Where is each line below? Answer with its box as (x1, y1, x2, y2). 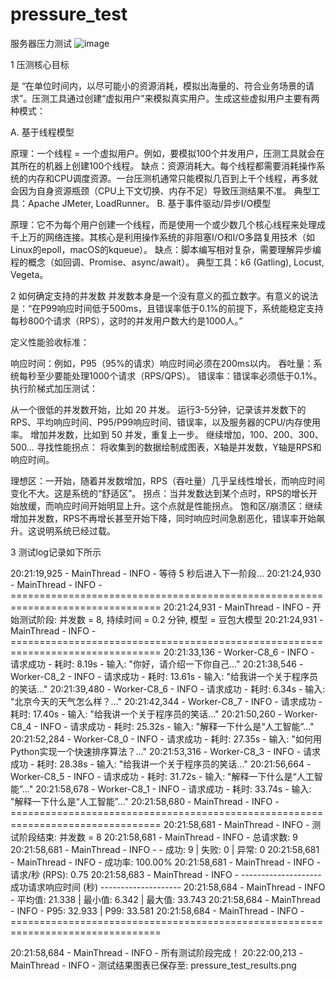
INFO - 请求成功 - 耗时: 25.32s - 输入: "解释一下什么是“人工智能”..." (39, 720, 315, 732)
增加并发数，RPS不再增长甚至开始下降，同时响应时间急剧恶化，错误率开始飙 (10, 512, 325, 524)
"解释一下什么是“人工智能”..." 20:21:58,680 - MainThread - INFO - (10, 795, 280, 807)
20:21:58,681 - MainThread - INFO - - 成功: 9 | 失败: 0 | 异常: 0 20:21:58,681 (10, 843, 320, 855)
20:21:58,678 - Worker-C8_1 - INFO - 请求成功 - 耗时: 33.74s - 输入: (35, 783, 312, 795)
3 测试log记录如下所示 (10, 546, 102, 558)
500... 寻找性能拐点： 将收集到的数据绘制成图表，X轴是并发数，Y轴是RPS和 (10, 441, 322, 453)
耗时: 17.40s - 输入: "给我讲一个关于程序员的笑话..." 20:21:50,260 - (10, 708, 283, 720)
